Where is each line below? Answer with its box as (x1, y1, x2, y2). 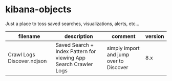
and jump (106, 51, 130, 58)
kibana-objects (5, 4, 72, 15)
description (64, 32, 93, 39)
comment (112, 32, 136, 39)
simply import (106, 45, 140, 52)
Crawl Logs (8, 51, 35, 58)
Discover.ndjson (8, 57, 47, 65)
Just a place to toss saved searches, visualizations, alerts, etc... (5, 21, 140, 27)
